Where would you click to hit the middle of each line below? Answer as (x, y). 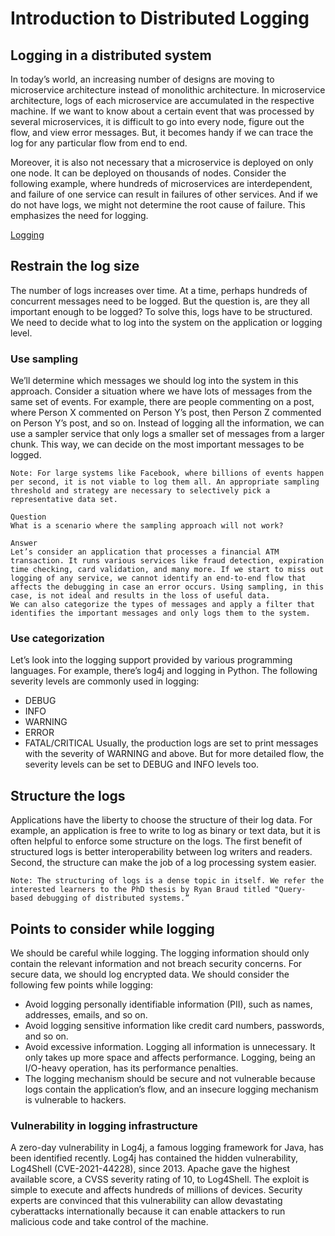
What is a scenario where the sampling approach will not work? (147, 526)
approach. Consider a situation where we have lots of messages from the (161, 391)
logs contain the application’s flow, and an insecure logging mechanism (171, 1089)
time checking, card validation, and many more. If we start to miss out (167, 570)
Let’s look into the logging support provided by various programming (151, 660)
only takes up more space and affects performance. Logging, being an (170, 1058)
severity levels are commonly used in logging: (105, 681)
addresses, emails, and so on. (86, 1015)
